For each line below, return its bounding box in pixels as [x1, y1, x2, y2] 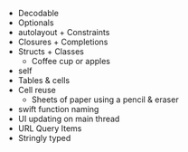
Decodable [17, 8, 60, 18]
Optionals [17, 17, 54, 28]
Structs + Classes [17, 46, 84, 57]
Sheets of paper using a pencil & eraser [31, 94, 179, 105]
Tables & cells [17, 75, 70, 85]
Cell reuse [17, 85, 56, 95]
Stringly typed [17, 133, 71, 143]
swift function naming [17, 104, 99, 114]
